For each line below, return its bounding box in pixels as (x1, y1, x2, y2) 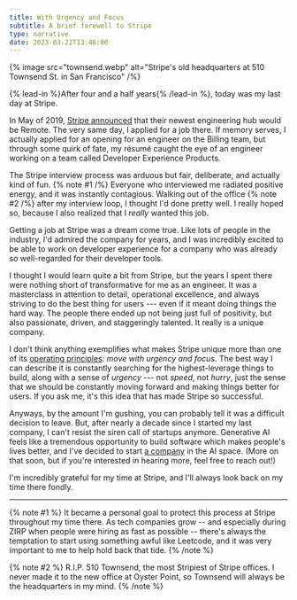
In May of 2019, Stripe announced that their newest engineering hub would (9, 115, 281, 126)
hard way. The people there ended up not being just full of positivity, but (9, 308, 272, 319)
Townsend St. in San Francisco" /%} (9, 72, 141, 82)
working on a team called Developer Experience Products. (9, 152, 221, 164)
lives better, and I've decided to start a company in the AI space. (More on (9, 446, 279, 456)
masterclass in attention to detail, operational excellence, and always (9, 289, 260, 300)
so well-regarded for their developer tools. (9, 253, 164, 264)
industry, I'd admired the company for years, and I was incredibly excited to (9, 234, 285, 245)
